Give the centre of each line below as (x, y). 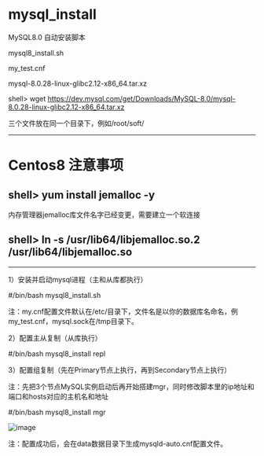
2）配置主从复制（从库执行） (55, 338)
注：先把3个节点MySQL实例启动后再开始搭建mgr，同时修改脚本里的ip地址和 (131, 386)
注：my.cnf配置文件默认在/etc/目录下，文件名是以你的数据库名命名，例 (123, 311)
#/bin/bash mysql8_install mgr (57, 412)
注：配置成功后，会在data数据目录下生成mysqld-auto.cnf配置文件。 (118, 443)
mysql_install (52, 15)
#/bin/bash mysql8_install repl (57, 353)
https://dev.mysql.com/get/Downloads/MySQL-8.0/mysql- (141, 98)
